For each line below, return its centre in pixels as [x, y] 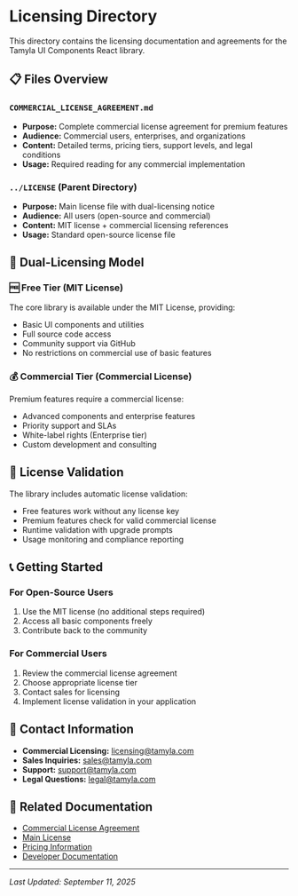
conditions [41, 155]
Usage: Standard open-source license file [98, 234]
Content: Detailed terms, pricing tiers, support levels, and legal [137, 145]
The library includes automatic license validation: [98, 494]
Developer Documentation [70, 856]
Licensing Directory [83, 16]
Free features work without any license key [101, 511]
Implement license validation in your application [109, 701]
